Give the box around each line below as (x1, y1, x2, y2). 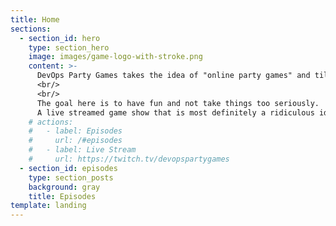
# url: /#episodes (28, 136, 123, 146)
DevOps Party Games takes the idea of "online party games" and (36, 71, 311, 81)
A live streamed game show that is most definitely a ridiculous (36, 107, 315, 118)
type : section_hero (28, 42, 110, 53)
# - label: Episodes (28, 126, 123, 136)
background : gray (28, 182, 101, 192)
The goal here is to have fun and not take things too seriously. (36, 98, 320, 108)
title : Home (10, 14, 60, 25)
